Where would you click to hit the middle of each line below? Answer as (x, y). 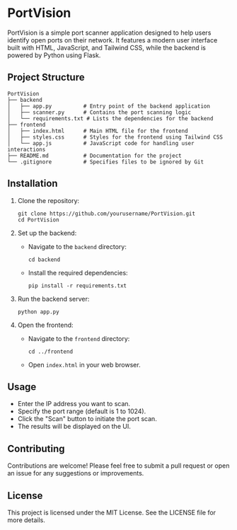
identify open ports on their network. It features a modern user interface (112, 40)
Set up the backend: (47, 233)
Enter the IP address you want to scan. (74, 404)
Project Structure (46, 77)
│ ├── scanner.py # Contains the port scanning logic (99, 112)
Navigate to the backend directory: (77, 246)
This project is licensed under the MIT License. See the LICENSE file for (112, 512)
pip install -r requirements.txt (77, 286)
